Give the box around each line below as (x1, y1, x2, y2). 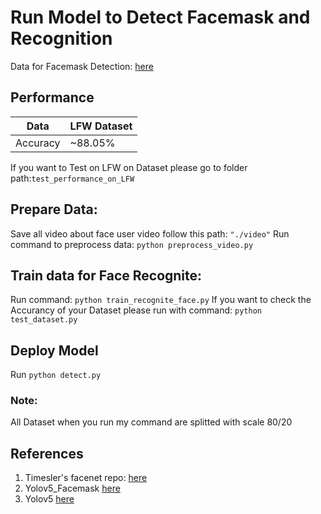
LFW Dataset (69, 119, 133, 133)
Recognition (10, 27, 113, 50)
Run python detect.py (10, 369, 102, 381)
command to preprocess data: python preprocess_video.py (10, 238, 254, 250)
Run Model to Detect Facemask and (10, 6, 311, 29)
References (10, 445, 84, 462)
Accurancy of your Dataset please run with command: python (10, 304, 262, 316)
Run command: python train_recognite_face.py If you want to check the (10, 294, 312, 306)
